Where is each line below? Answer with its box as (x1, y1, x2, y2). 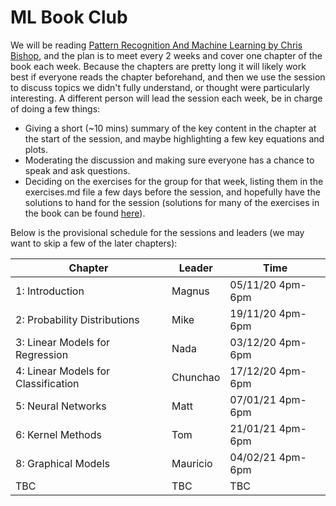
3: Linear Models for (15, 335, 110, 349)
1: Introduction (15, 284, 85, 298)
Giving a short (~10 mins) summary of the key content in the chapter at (24, 122, 317, 134)
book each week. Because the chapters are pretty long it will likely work (10, 60, 307, 72)
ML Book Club (10, 6, 128, 29)
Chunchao (171, 370, 221, 384)
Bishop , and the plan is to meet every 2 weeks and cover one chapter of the (10, 49, 323, 61)
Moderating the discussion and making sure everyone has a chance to (24, 154, 315, 166)
